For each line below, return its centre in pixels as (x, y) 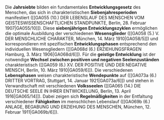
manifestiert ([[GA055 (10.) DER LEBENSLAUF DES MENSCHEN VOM (75, 18)
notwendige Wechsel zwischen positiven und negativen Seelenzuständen (82, 60)
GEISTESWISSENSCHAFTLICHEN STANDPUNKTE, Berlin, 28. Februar (76, 23)
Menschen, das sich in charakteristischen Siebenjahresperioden (71, 12)
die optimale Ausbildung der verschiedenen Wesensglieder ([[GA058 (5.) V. (82, 33)
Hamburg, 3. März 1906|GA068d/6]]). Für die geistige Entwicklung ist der (81, 54)
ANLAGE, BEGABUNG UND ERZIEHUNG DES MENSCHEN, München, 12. (78, 107)
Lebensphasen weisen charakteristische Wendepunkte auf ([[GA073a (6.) (81, 75)
